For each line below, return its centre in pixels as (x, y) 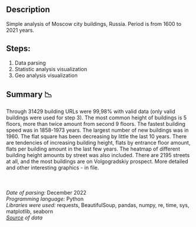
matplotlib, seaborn (30, 212)
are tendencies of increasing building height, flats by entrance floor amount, (98, 143)
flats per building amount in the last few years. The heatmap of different (93, 149)
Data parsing (30, 63)
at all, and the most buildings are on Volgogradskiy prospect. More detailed (97, 162)
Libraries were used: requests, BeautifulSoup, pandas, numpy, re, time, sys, (98, 205)
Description (28, 10)
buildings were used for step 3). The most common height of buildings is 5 (97, 118)
